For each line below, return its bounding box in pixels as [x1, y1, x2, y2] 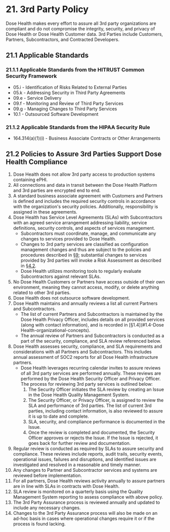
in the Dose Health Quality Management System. [28, 391, 130, 398]
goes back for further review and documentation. [28, 440, 131, 446]
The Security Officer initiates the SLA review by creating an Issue [28, 386, 164, 392]
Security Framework [6, 72, 57, 79]
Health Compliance [6, 158, 68, 167]
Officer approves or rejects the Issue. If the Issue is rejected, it [28, 434, 158, 441]
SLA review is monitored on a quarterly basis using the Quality [13, 488, 143, 495]
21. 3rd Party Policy [6, 4, 89, 15]
